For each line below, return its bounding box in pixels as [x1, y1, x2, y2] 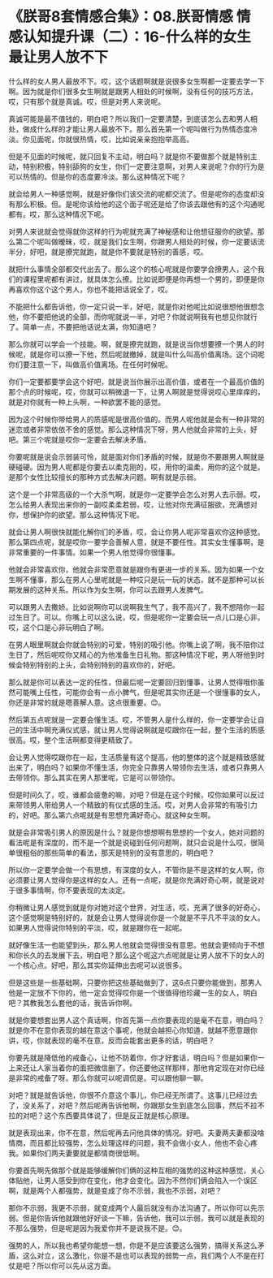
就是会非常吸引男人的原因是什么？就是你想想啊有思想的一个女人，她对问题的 [8, 827, 265, 837]
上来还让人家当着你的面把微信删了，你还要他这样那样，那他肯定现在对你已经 [8, 1063, 265, 1073]
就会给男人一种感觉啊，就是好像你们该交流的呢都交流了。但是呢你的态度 [8, 188, 250, 199]
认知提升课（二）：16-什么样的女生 [23, 28, 252, 46]
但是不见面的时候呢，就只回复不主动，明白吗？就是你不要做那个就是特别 [8, 151, 250, 161]
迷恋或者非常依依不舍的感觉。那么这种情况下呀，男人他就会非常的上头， [8, 424, 250, 434]
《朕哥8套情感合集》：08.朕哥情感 [8, 7, 234, 26]
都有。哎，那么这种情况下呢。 [8, 209, 108, 219]
